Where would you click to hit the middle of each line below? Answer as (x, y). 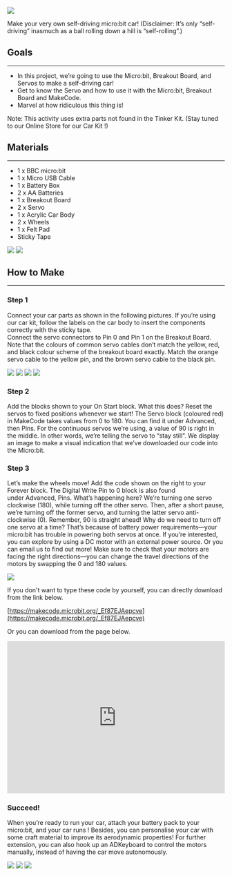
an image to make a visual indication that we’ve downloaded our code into (113, 443)
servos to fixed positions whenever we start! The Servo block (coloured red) (116, 413)
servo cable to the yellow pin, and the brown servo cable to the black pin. (112, 359)
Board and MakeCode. (49, 97)
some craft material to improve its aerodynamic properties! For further (107, 837)
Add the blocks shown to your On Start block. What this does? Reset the (110, 407)
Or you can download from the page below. (69, 632)
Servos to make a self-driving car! (65, 83)
